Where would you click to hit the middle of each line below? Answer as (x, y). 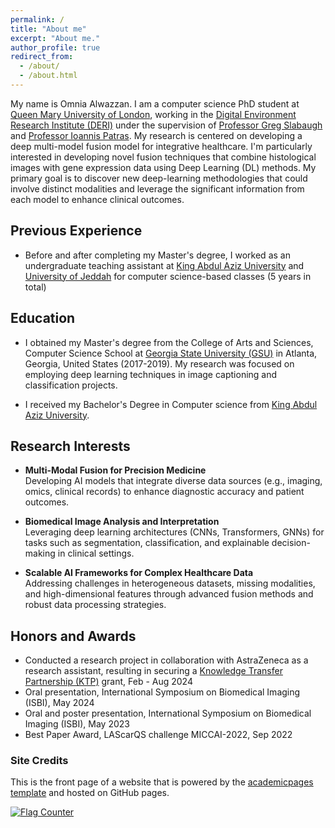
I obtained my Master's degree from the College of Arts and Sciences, (169, 342)
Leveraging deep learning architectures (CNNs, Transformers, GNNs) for (174, 532)
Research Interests (70, 446)
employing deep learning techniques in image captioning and (151, 374)
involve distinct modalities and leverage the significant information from (157, 188)
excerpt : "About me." (55, 38)
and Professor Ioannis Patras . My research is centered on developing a (156, 135)
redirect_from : (42, 57)
